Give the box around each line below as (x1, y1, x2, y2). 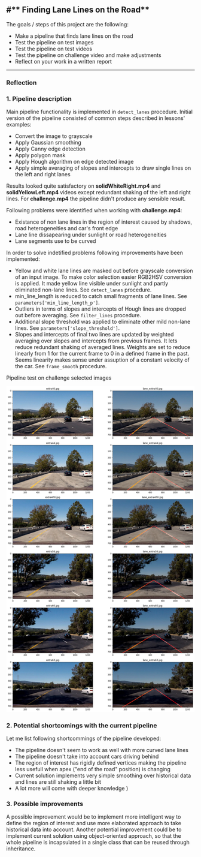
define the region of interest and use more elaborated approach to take (6, 820, 181, 827)
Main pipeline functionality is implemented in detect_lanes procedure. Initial (6, 108, 193, 116)
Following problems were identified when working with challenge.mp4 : (6, 207, 182, 214)
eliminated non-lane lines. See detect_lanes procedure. (14, 286, 152, 293)
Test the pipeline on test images (14, 38, 94, 46)
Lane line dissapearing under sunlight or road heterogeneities (14, 231, 167, 239)
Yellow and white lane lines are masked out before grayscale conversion (14, 267, 193, 275)
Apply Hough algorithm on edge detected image (14, 158, 134, 166)
